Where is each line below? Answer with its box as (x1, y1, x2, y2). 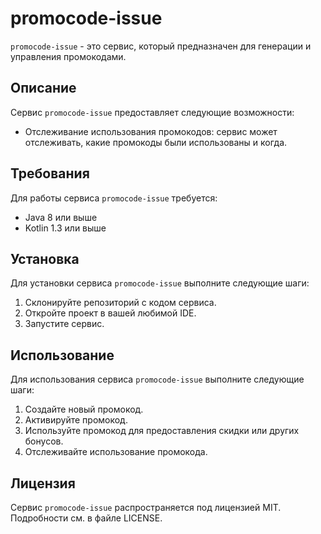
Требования (10, 165, 90, 182)
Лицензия (10, 475, 76, 492)
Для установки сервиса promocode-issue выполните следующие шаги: (10, 277, 310, 289)
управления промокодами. (10, 50, 127, 62)
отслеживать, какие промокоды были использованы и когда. (24, 136, 288, 148)
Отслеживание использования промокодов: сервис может (24, 125, 278, 137)
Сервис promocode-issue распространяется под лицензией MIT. (10, 502, 282, 513)
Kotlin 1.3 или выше (24, 222, 107, 234)
